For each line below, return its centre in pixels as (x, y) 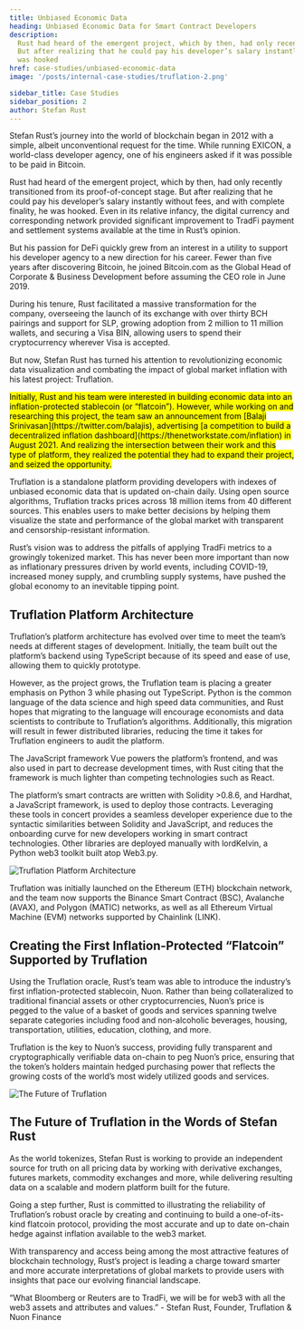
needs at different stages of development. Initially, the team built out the (143, 646)
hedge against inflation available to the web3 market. (108, 1233)
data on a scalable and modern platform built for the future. (120, 1187)
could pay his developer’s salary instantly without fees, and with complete (147, 201)
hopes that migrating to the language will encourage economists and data (147, 712)
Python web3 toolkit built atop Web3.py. (84, 853)
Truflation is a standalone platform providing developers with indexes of (143, 482)
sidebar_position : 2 (48, 102)
